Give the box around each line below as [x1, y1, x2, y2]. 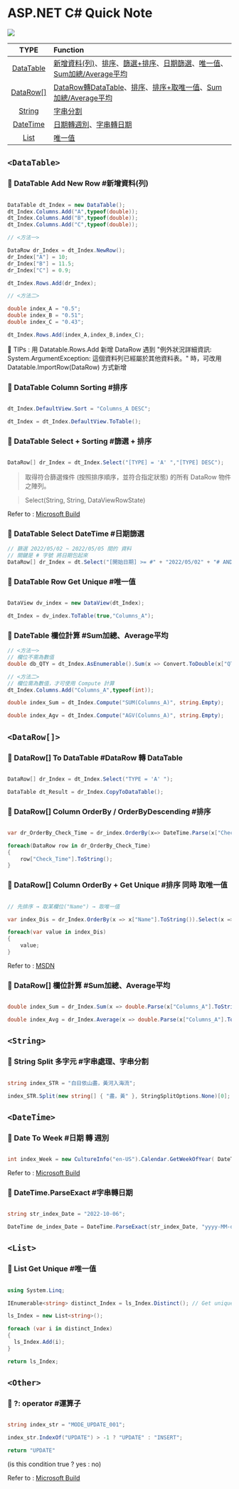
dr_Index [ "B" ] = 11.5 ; [7, 260, 75, 267]
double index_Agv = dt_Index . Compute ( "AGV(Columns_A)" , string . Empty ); [7, 712, 224, 719]
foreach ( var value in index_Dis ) [7, 928, 107, 936]
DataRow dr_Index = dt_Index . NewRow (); [7, 247, 126, 254]
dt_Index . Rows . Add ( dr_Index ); [7, 280, 97, 287]
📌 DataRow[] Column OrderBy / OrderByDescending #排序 [7, 806, 211, 816]
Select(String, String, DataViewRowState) [24, 496, 146, 504]
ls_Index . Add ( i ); [14, 1339, 65, 1346]
